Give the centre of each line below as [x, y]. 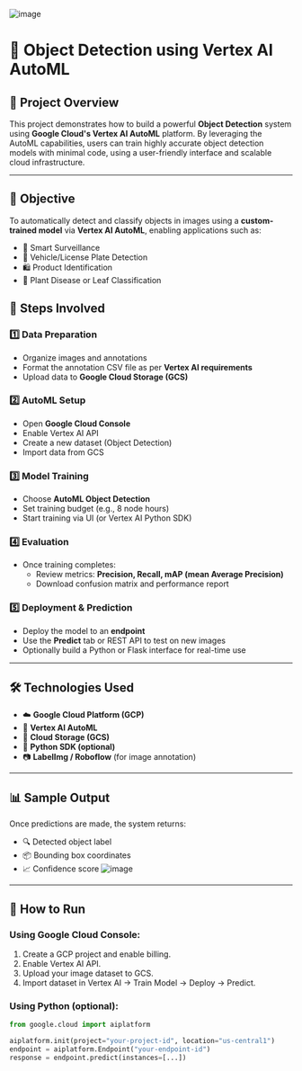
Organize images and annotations [84, 357]
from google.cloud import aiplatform [80, 1025]
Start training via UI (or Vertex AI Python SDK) [107, 518]
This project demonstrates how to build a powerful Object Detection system [151, 124]
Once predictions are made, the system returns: [98, 824]
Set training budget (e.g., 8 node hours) [96, 509]
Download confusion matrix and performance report [132, 584]
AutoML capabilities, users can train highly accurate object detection [137, 143]
